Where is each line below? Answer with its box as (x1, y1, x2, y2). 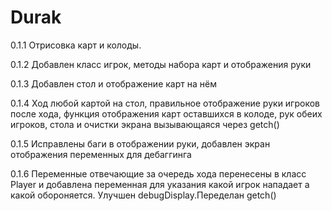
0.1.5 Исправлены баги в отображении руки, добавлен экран (10, 137, 271, 150)
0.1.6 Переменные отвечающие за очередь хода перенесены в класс (10, 167, 307, 180)
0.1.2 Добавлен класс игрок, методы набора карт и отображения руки (10, 58, 312, 70)
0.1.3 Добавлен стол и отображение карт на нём (10, 77, 217, 90)
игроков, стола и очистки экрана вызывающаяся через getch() (10, 118, 280, 130)
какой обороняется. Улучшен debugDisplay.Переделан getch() (10, 189, 277, 201)
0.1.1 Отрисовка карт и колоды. (10, 39, 142, 51)
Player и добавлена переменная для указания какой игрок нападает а (10, 178, 310, 190)
